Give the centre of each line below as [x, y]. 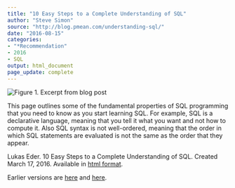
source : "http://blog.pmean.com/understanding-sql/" [86, 27]
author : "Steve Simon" [40, 20]
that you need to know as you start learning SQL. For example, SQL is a [110, 113]
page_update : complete [40, 72]
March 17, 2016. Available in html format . [65, 164]
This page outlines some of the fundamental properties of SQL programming [118, 106]
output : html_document [40, 66]
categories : [25, 40]
